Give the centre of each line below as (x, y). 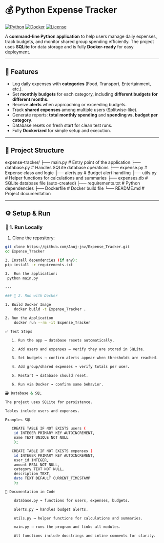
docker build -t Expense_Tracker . (50, 309)
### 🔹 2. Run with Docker (31, 296)
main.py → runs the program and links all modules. (67, 527)
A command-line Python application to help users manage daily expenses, (81, 36)
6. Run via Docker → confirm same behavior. (58, 385)
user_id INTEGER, (31, 460)
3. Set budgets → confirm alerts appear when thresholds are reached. (85, 358)
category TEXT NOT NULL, (39, 469)
